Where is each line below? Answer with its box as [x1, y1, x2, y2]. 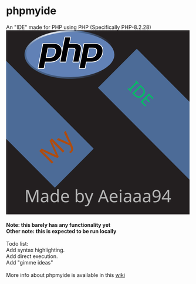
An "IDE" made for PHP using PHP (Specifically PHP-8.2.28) [6, 24, 151, 31]
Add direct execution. [6, 252, 58, 260]
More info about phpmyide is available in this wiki [6, 271, 125, 278]
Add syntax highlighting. [6, 246, 65, 253]
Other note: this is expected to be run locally [6, 227, 117, 235]
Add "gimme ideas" [6, 259, 53, 266]
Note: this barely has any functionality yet [6, 221, 111, 228]
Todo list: [6, 240, 29, 247]
